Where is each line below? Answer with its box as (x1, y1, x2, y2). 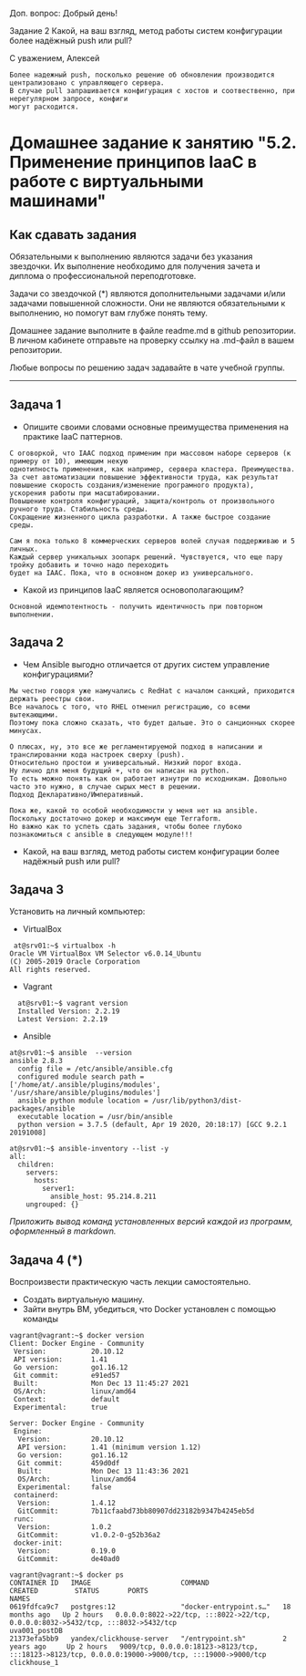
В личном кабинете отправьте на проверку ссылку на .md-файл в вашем (9, 335, 294, 346)
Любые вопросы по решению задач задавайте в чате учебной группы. (9, 362, 285, 373)
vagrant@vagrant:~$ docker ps (9, 1570, 125, 1580)
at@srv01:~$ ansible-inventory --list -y (9, 1144, 169, 1154)
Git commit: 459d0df (17, 1459, 120, 1468)
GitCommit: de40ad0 (17, 1555, 120, 1564)
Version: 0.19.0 (17, 1547, 117, 1556)
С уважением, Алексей (9, 53, 100, 63)
